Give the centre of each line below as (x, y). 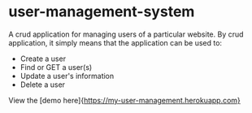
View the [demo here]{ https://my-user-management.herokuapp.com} (125, 100)
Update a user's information (67, 76)
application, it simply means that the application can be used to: (115, 42)
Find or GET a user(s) (56, 67)
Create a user (43, 59)
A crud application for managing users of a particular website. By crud (126, 34)
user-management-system (102, 12)
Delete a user (43, 85)
